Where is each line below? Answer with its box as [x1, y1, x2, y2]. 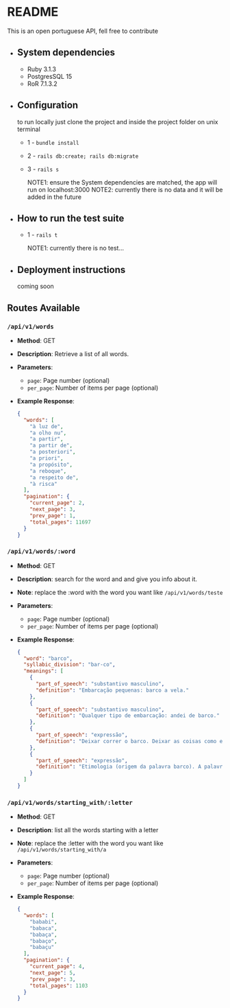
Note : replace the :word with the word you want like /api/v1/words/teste [16, 588, 223, 596]
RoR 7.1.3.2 [27, 80, 57, 88]
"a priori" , [29, 455, 64, 462]
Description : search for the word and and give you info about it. [16, 574, 197, 583]
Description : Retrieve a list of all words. [16, 349, 129, 358]
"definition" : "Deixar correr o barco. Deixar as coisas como [35, 738, 217, 745]
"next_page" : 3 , [29, 506, 76, 513]
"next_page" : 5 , [29, 969, 76, 976]
